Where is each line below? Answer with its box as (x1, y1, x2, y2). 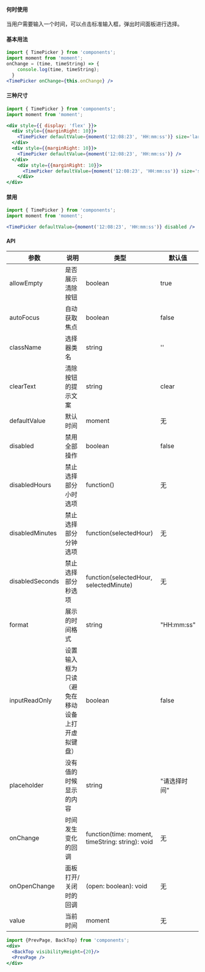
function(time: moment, (85, 830, 153, 839)
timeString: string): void (85, 838, 154, 846)
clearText (9, 382, 36, 391)
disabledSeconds (9, 577, 59, 586)
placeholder (9, 781, 44, 790)
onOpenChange (9, 882, 55, 891)
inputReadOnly (9, 696, 52, 705)
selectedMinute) (85, 581, 133, 589)
